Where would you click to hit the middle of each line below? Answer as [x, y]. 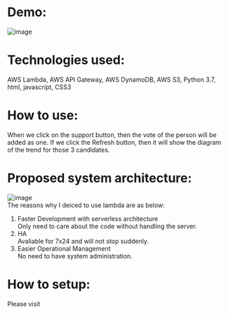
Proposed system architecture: [100, 178]
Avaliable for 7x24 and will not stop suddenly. [83, 241]
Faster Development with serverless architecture [88, 218]
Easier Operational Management [64, 248]
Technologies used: [66, 60]
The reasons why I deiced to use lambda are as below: [86, 205]
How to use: [43, 116]
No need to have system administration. [75, 256]
